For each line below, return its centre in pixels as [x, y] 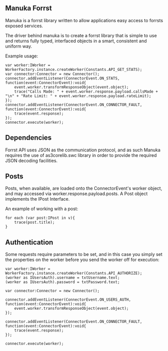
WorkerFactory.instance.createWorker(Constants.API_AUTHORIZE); [74, 274]
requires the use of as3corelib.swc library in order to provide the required [81, 155]
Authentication [29, 242]
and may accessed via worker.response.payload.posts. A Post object [76, 194]
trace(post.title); [35, 223]
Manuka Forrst [29, 8]
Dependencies [28, 138]
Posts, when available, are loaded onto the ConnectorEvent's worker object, [84, 189]
